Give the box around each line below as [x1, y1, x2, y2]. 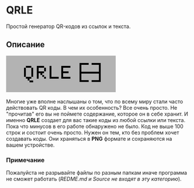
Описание [6, 40, 45, 50]
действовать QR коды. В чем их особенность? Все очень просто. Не [6, 104, 178, 111]
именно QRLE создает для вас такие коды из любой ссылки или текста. [6, 116, 186, 123]
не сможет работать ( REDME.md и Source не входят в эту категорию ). [6, 176, 182, 183]
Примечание [6, 156, 45, 164]
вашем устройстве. [6, 141, 55, 148]
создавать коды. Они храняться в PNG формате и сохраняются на [6, 135, 172, 142]
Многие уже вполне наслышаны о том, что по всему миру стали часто [6, 98, 183, 105]
